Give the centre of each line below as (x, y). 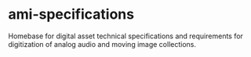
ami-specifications (71, 14)
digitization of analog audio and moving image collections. (102, 44)
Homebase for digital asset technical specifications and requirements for (125, 36)
